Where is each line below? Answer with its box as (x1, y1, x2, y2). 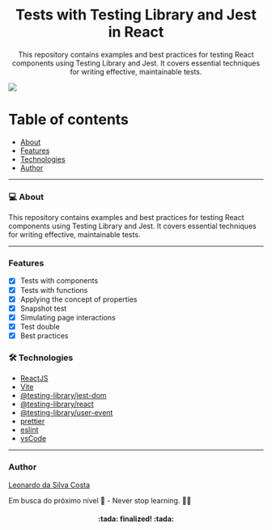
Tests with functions (19, 285, 88, 295)
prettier (19, 417, 45, 426)
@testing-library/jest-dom (19, 391, 107, 401)
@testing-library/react (19, 399, 95, 409)
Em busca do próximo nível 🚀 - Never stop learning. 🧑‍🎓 (8, 495, 192, 505)
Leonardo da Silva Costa (8, 480, 91, 490)
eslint (19, 425, 39, 435)
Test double (19, 321, 61, 331)
